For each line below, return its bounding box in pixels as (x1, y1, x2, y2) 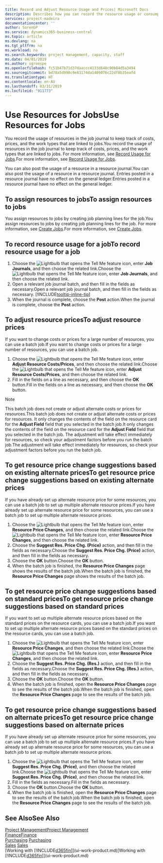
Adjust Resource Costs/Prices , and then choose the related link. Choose (12, 361, 158, 367)
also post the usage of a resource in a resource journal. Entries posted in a (5, 171, 154, 177)
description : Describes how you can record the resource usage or (5, 12, 142, 17)
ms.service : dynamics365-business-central (5, 30, 92, 34)
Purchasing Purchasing (5, 837, 52, 843)
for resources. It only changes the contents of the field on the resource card (5, 416, 157, 422)
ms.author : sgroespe (5, 61, 47, 66)
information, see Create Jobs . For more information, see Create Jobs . (5, 226, 143, 232)
